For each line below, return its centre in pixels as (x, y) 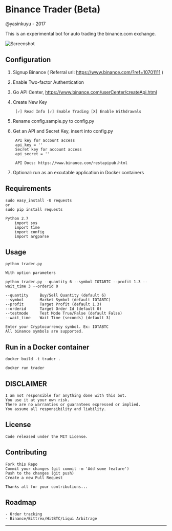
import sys (26, 223)
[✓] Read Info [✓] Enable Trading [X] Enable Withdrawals (78, 112)
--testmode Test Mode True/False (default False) (64, 314)
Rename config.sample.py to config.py (53, 121)
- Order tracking (24, 514)
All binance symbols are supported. (44, 332)
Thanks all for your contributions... (47, 487)
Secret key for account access (48, 149)
